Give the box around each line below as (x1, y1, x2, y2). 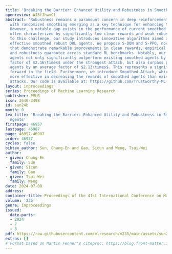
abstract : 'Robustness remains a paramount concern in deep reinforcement (5, 17, 168, 22)
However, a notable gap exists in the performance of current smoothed (10, 27, 166, 32)
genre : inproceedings (5, 203, 52, 208)
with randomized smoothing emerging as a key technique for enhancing (10, 22, 164, 27)
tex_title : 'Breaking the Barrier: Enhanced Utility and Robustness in (5, 112, 161, 118)
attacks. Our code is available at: (10, 79, 88, 84)
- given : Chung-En (5, 155, 45, 160)
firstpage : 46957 (5, 121, 42, 127)
